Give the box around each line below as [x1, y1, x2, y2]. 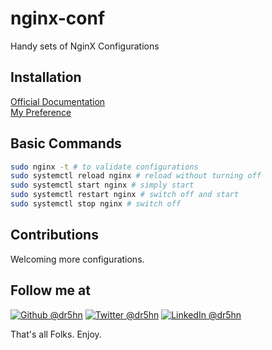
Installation [10, 69, 82, 86]
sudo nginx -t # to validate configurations [10, 162, 199, 172]
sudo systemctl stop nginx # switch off [10, 199, 182, 209]
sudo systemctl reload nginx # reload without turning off [10, 171, 262, 181]
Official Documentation [10, 95, 106, 107]
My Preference [10, 106, 72, 118]
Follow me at [10, 282, 91, 299]
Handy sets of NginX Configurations [10, 40, 160, 52]
